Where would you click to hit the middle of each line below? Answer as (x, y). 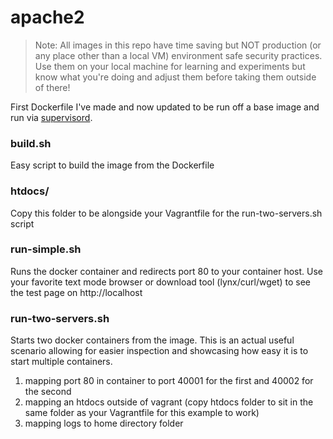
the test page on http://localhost (76, 292)
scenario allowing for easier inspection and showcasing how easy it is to (159, 351)
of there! (52, 87)
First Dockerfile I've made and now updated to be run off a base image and (165, 107)
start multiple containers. (61, 362)
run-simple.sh (46, 249)
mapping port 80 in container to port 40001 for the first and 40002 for (169, 381)
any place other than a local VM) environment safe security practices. (178, 55)
